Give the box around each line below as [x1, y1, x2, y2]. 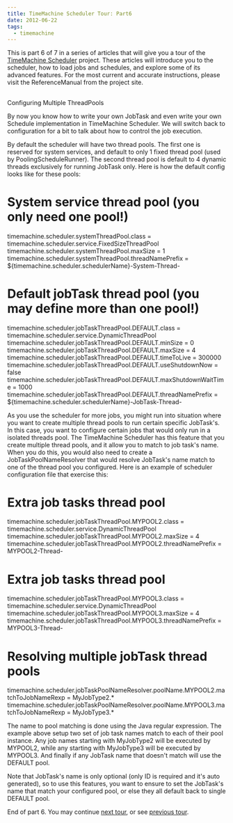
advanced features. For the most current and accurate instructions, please [7, 71, 220, 79]
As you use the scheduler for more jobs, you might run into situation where [7, 411, 221, 420]
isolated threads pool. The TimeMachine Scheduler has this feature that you [7, 433, 225, 442]
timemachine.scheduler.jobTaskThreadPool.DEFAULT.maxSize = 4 [7, 346, 196, 354]
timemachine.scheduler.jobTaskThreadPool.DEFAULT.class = [7, 323, 181, 332]
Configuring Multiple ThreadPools [7, 98, 104, 106]
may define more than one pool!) [7, 301, 200, 317]
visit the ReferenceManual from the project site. [7, 78, 144, 87]
